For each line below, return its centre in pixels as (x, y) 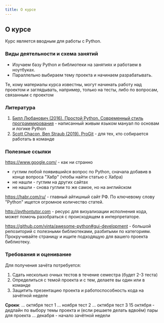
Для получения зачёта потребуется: (43, 265)
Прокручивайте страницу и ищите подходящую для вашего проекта (77, 237)
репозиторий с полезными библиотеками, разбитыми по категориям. (78, 231)
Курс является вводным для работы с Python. (53, 41)
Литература (20, 107)
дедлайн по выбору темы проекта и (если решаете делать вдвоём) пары (82, 310)
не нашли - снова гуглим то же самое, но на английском (72, 187)
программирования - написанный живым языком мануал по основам (86, 123)
